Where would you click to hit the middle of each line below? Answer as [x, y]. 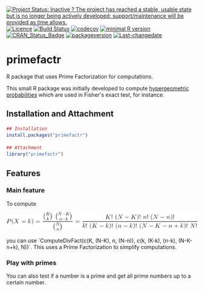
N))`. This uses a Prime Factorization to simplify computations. [99, 247]
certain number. [26, 282]
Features [23, 173]
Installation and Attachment [60, 114]
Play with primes [31, 262]
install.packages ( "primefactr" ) [47, 135]
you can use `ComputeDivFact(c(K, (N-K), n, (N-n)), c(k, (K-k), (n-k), [92, 241]
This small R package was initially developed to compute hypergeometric [98, 88]
